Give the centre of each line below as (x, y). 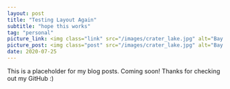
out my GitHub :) (30, 78)
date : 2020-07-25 (32, 52)
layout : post (26, 13)
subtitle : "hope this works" (49, 26)
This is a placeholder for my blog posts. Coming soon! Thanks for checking (114, 71)
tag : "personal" (30, 33)
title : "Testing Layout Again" (52, 20)
